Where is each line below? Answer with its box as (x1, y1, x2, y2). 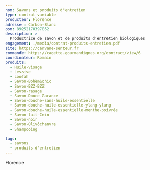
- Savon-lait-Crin (10, 112, 50, 118)
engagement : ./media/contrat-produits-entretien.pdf (5, 41, 120, 46)
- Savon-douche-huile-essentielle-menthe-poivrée (10, 108, 118, 113)
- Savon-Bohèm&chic (10, 79, 52, 84)
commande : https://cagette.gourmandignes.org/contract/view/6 (5, 50, 141, 55)
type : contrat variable (5, 12, 56, 17)
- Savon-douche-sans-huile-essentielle (10, 98, 95, 103)
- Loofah (10, 74, 29, 79)
